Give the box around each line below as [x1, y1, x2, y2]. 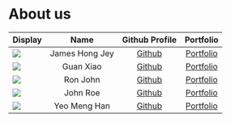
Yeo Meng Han [53, 100, 111, 111]
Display [12, 34, 42, 45]
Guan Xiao [62, 61, 102, 72]
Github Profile [122, 34, 177, 45]
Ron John [63, 74, 101, 85]
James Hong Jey [49, 48, 115, 59]
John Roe [63, 86, 101, 98]
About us [8, 5, 71, 23]
